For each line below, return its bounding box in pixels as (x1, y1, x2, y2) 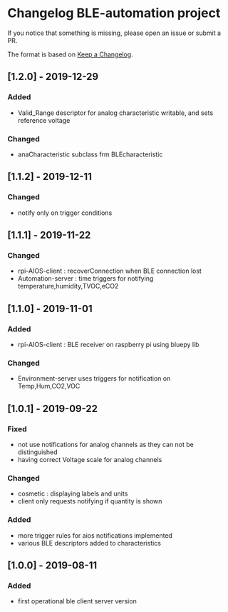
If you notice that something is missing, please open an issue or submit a (7, 29, 222, 37)
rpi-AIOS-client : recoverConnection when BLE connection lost (17, 266, 202, 276)
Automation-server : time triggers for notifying (17, 274, 154, 283)
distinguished (17, 448, 58, 456)
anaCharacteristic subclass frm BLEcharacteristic (17, 150, 163, 159)
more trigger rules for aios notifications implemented (17, 531, 173, 540)
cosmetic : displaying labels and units (17, 489, 128, 498)
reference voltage (17, 116, 71, 124)
